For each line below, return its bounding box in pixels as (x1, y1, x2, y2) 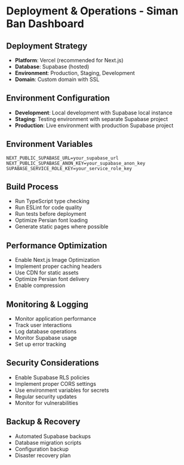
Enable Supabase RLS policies (14, 373, 90, 381)
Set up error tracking (14, 340, 67, 348)
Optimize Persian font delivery (14, 276, 90, 283)
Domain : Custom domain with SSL (14, 76, 100, 83)
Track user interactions (14, 322, 72, 329)
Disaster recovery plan (14, 451, 71, 459)
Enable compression (14, 282, 66, 289)
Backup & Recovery (6, 416, 81, 427)
